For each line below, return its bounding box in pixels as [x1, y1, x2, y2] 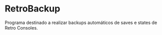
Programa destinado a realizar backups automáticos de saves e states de [5, 19, 157, 25]
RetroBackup [5, 3, 61, 14]
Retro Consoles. [5, 24, 38, 30]
